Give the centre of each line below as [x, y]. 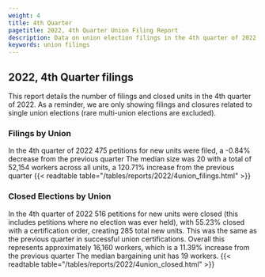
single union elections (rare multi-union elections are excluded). [112, 112]
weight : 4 [25, 15]
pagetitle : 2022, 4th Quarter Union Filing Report [93, 30]
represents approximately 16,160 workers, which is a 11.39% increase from [129, 247]
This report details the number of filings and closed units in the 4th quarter [130, 96]
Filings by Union [40, 133]
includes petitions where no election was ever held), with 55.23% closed [127, 222]
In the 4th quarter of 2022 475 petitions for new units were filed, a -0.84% [129, 150]
